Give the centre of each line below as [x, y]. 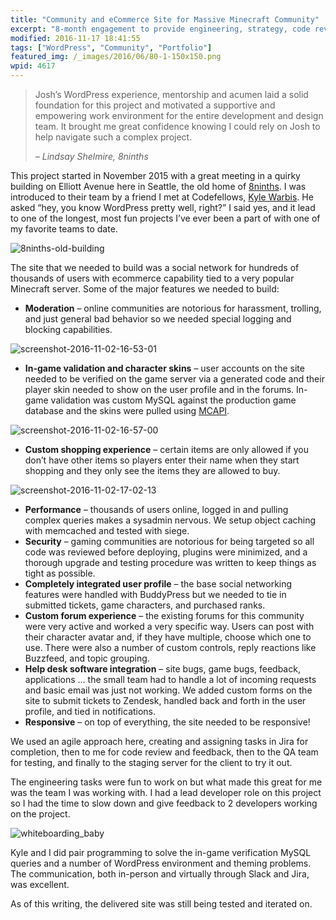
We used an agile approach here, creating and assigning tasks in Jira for [159, 741]
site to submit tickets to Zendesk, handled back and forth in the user [165, 700]
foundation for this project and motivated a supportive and [155, 105]
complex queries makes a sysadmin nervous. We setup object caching [170, 520]
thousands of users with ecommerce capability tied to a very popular [152, 278]
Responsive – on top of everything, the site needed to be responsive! [167, 722]
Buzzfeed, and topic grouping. [87, 658]
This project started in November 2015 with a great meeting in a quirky [155, 175]
